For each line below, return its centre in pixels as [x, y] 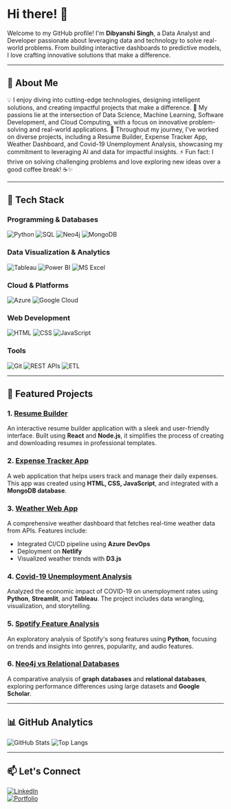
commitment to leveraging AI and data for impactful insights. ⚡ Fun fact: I [110, 151]
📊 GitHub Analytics [50, 723]
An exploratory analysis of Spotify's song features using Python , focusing [112, 638]
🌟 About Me [33, 83]
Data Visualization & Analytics [59, 252]
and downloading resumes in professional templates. [82, 443]
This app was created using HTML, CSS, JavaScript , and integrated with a [113, 483]
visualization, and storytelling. [49, 606]
